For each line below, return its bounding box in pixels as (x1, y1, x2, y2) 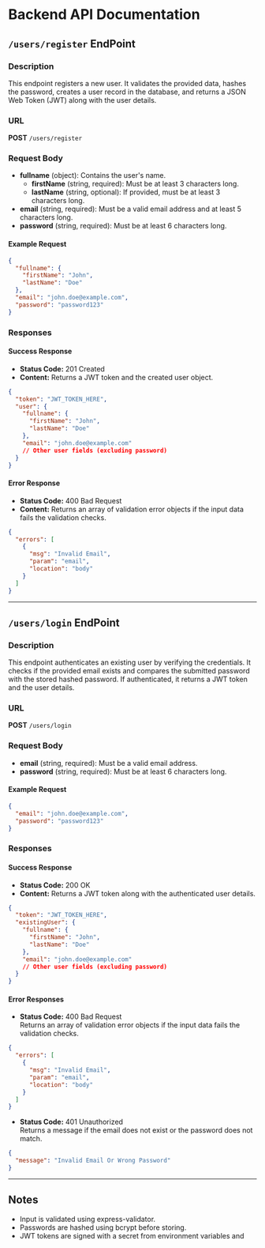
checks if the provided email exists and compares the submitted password (8, 666, 250, 676)
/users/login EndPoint (8, 616, 120, 629)
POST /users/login (8, 721, 73, 730)
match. (19, 1134, 43, 1144)
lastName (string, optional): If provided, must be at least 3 (31, 187, 221, 197)
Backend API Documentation (8, 6, 200, 24)
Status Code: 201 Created (19, 364, 105, 373)
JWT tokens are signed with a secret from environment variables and (19, 1231, 244, 1240)
